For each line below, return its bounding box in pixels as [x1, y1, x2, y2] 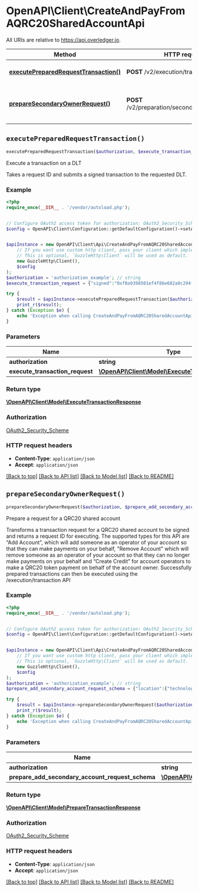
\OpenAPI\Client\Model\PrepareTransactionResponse [6, 804, 141, 811]
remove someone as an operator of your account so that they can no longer [6, 551, 190, 559]
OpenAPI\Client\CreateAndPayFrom [6, 4, 186, 18]
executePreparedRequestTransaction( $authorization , [6, 148, 136, 154]
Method [54, 50, 77, 59]
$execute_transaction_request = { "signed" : [6, 280, 115, 286]
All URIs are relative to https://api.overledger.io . [6, 36, 121, 43]
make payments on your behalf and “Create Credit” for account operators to [6, 557, 191, 564]
